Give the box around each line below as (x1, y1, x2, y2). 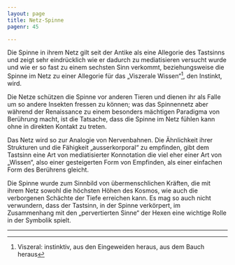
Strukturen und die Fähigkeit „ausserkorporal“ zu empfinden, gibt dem (7, 144, 210, 152)
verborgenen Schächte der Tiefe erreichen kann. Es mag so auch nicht (7, 194, 211, 202)
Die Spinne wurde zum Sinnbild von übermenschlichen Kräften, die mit (7, 179, 211, 188)
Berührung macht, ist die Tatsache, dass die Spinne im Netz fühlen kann (7, 115, 215, 123)
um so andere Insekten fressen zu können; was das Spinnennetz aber (7, 100, 208, 109)
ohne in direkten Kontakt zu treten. (7, 123, 107, 131)
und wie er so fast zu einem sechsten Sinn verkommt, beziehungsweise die (7, 63, 225, 72)
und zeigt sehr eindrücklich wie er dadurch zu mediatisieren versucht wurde (7, 56, 227, 64)
